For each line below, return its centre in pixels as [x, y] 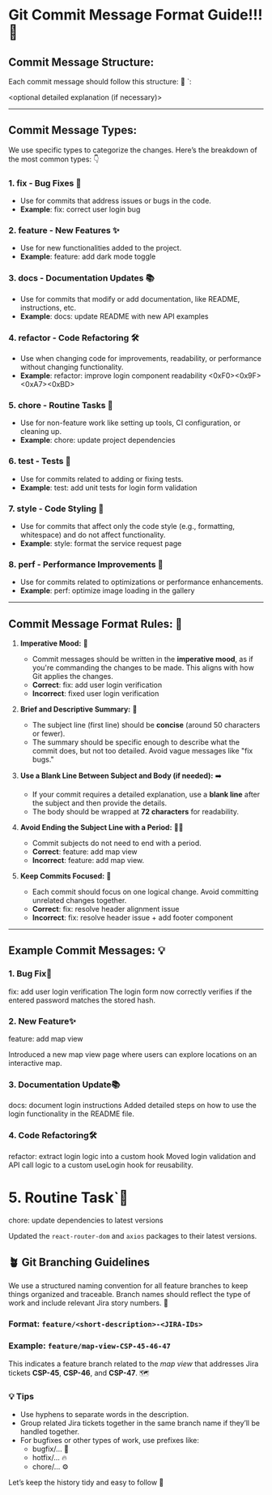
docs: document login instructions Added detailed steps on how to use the [132, 1106]
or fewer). [49, 733]
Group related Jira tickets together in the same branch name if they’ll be [140, 1423]
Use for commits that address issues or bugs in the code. [116, 201]
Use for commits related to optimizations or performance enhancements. [142, 582]
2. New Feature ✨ [42, 1021]
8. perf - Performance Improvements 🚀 [86, 564]
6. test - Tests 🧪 [40, 462]
